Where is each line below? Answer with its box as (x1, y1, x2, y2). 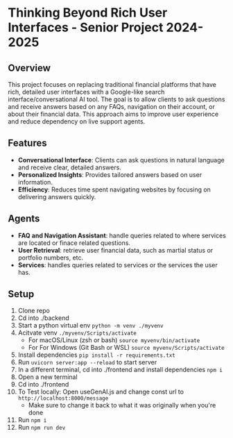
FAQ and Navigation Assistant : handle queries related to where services (17, 231, 226, 239)
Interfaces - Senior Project (8, 19, 164, 35)
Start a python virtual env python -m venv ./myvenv (17, 321, 164, 330)
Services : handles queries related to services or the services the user (17, 260, 218, 269)
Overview (8, 62, 51, 74)
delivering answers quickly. (17, 192, 96, 201)
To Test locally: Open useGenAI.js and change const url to (17, 387, 184, 396)
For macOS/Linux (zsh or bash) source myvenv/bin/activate (28, 336, 200, 344)
